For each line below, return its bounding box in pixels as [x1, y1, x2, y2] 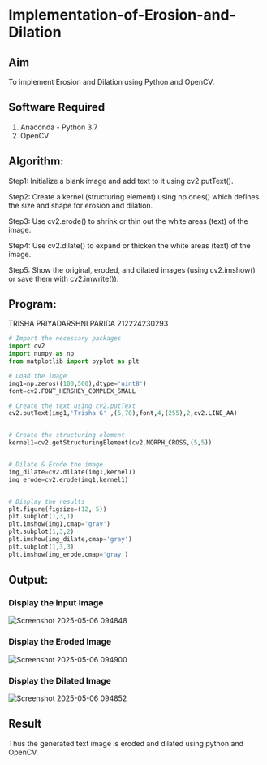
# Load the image [8, 372, 67, 380]
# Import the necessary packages [8, 334, 122, 343]
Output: [8, 573, 49, 587]
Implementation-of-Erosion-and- [8, 6, 237, 24]
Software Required [8, 100, 106, 115]
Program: [8, 297, 57, 311]
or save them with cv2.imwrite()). [8, 273, 119, 283]
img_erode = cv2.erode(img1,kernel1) [8, 475, 129, 483]
